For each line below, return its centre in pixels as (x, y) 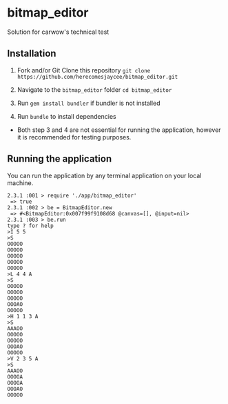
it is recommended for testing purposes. (74, 137)
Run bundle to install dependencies (66, 116)
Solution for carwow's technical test (58, 32)
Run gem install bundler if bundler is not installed (89, 103)
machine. (20, 183)
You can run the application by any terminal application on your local (104, 175)
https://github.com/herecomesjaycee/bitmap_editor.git (97, 77)
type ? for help (30, 226)
